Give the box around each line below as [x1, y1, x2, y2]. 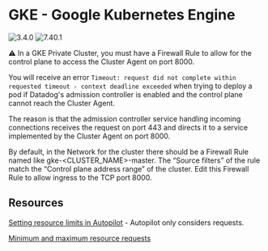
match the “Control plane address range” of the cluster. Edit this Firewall [8, 164, 249, 173]
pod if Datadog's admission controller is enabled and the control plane [8, 89, 243, 99]
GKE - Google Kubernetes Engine [8, 6, 236, 24]
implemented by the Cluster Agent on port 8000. [8, 131, 171, 141]
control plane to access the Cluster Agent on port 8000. [8, 57, 195, 66]
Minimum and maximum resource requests [8, 233, 151, 243]
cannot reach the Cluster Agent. [8, 98, 116, 108]
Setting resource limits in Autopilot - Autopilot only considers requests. [8, 217, 245, 228]
